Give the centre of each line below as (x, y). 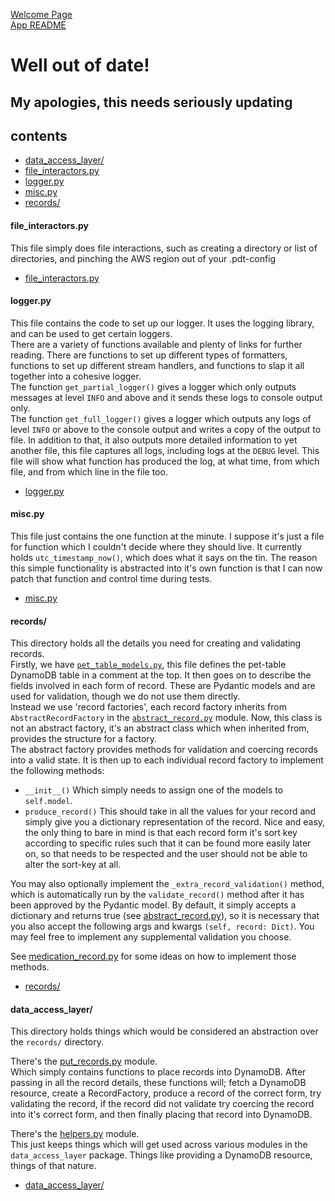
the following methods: (57, 771)
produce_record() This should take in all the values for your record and (170, 811)
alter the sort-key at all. (73, 865)
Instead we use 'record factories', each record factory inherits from (148, 707)
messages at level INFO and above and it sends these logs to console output (166, 397)
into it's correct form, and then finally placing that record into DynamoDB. (161, 1115)
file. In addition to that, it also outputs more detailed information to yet (154, 440)
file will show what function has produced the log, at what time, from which (165, 461)
